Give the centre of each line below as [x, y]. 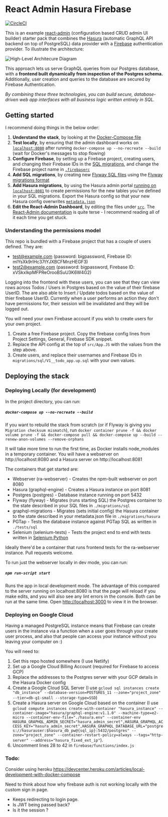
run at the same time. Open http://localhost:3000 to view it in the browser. [81, 601]
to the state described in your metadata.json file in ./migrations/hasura [86, 516]
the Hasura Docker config [39, 682]
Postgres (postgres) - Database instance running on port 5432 [77, 495]
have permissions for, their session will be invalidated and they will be [77, 304]
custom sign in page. [27, 790]
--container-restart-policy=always [95, 735]
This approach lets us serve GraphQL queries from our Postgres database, [82, 68]
